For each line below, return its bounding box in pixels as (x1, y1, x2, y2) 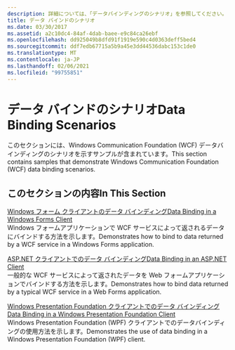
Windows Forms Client (7, 215, 73, 223)
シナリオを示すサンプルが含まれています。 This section (50, 150, 208, 158)
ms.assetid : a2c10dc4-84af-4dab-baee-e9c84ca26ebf (7, 30, 159, 37)
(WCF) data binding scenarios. (7, 165, 96, 174)
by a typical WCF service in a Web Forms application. (7, 287, 162, 296)
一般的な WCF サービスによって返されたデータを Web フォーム (7, 271, 189, 280)
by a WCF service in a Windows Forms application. (7, 240, 154, 249)
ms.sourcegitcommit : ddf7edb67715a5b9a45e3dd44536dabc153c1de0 (7, 43, 196, 50)
